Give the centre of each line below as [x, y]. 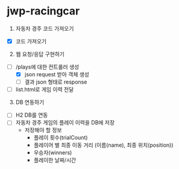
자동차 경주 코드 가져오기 [45, 28]
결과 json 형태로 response [56, 82]
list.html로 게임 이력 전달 [45, 90]
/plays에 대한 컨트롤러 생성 [47, 67]
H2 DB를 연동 [32, 115]
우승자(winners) [53, 153]
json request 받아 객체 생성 [57, 75]
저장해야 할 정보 [43, 130]
